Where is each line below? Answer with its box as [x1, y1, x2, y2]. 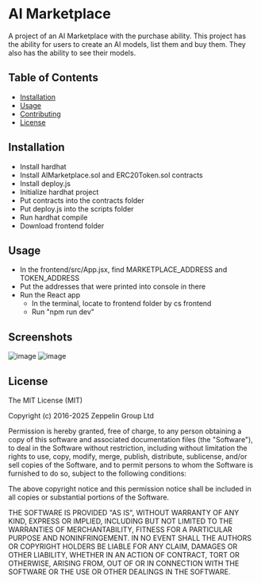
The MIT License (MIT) [8, 395, 83, 405]
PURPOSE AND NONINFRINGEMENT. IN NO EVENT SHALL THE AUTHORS [8, 534, 252, 542]
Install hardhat [19, 161, 67, 171]
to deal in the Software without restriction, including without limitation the [8, 443, 248, 453]
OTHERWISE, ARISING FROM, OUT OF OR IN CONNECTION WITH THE [8, 558, 240, 568]
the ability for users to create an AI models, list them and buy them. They [8, 39, 246, 49]
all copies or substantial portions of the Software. [8, 492, 169, 502]
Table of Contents [8, 71, 99, 84]
